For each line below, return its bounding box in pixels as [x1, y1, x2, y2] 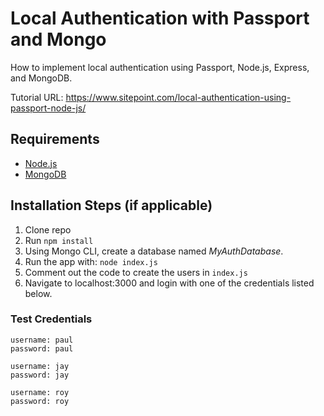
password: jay [10, 370, 70, 380]
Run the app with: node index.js [24, 255, 158, 267]
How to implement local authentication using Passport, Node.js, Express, [10, 61, 310, 73]
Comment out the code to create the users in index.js [24, 266, 248, 278]
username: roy [10, 387, 70, 397]
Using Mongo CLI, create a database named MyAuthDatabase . [24, 245, 284, 257]
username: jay [10, 361, 70, 371]
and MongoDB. [10, 72, 73, 84]
